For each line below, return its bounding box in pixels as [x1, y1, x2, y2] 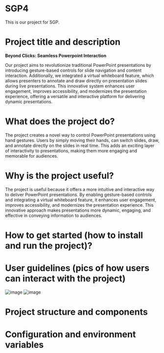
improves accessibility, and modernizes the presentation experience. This [5, 202, 154, 208]
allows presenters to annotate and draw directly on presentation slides [5, 78, 147, 83]
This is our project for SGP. [5, 19, 60, 25]
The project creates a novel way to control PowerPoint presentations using [5, 132, 156, 138]
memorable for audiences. [5, 153, 58, 159]
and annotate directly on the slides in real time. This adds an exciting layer [5, 142, 155, 148]
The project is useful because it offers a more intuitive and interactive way [5, 186, 155, 192]
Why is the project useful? [5, 170, 114, 181]
